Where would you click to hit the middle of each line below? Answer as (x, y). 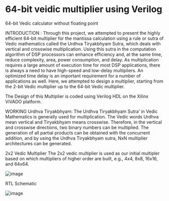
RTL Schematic (21, 183)
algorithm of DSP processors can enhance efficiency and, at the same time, (84, 54)
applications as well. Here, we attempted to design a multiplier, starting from (84, 81)
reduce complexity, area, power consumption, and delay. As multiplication (82, 59)
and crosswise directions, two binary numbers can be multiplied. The (77, 127)
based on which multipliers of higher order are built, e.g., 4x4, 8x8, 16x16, (81, 158)
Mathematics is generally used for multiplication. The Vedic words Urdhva (82, 116)
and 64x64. (17, 164)
